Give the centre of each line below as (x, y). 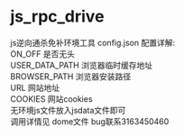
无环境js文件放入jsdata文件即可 (68, 110)
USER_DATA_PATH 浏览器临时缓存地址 (81, 65)
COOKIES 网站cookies (51, 99)
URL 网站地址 (35, 87)
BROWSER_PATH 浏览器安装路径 (71, 76)
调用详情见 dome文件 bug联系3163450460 (90, 121)
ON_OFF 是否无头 (43, 54)
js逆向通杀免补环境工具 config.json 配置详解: (92, 42)
